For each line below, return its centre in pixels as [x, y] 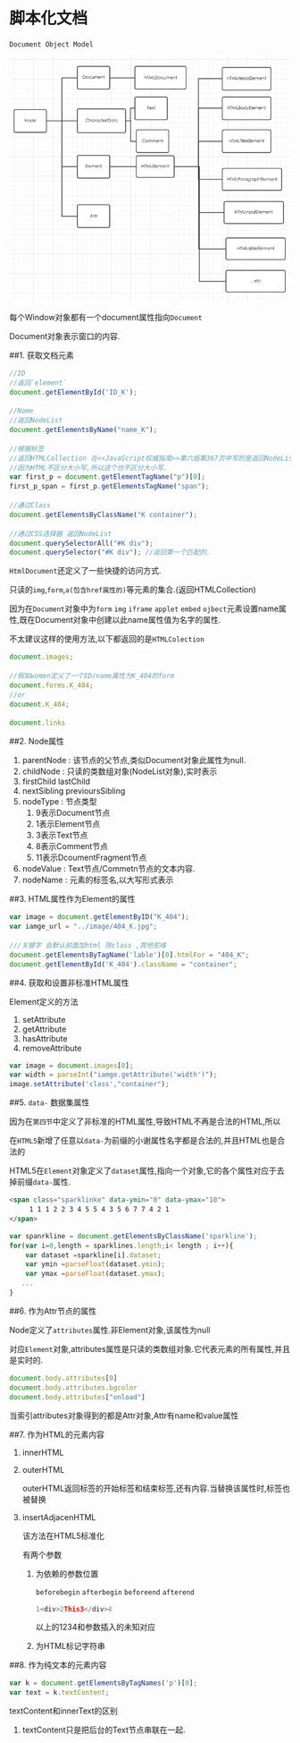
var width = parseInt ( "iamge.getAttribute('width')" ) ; [113, 1075]
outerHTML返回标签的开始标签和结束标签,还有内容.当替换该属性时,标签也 [156, 1488]
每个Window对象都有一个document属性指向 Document [106, 317]
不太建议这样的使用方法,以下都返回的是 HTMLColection [107, 639]
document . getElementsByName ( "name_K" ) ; [83, 430]
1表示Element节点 [68, 824]
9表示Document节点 [73, 813]
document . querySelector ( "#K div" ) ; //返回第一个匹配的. [110, 553]
